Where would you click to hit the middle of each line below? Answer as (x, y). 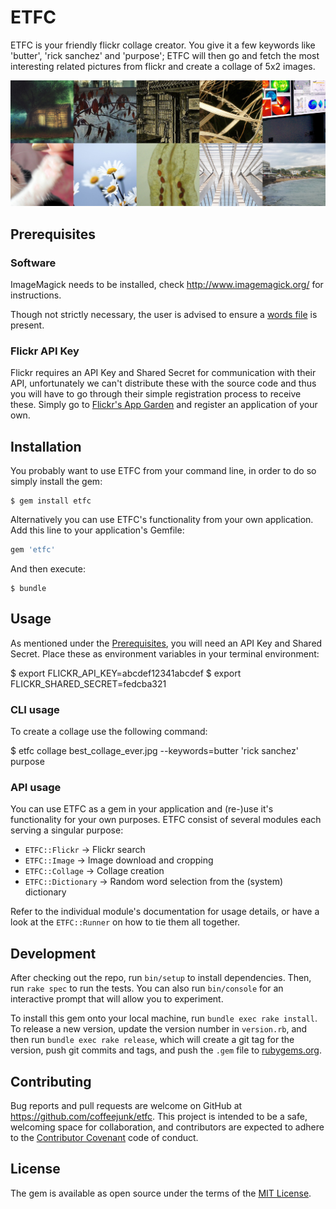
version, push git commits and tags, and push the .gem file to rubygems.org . (166, 1050)
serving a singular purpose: (67, 830)
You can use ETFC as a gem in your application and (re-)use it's (142, 809)
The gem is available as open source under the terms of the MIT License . (161, 1193)
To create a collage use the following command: (109, 732)
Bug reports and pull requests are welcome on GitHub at (126, 1105)
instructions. (36, 295)
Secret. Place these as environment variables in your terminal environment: (165, 653)
